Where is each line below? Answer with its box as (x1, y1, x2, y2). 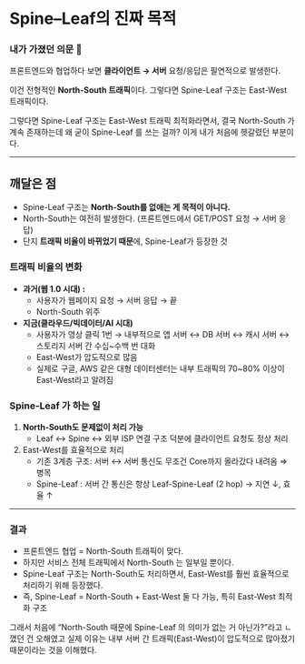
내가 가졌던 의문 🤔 (9, 43, 83, 55)
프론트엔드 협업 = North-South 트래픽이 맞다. (22, 546, 184, 557)
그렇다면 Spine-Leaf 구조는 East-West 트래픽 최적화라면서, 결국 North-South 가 (9, 116, 295, 126)
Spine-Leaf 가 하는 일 (9, 399, 102, 412)
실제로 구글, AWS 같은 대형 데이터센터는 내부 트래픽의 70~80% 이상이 (35, 363, 285, 374)
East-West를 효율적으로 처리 (22, 444, 124, 455)
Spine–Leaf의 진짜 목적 (9, 8, 177, 29)
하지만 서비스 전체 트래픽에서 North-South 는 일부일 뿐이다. (22, 557, 234, 568)
